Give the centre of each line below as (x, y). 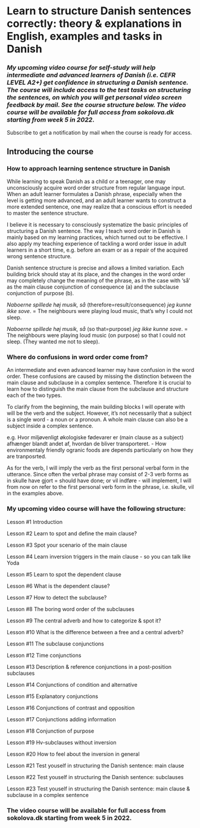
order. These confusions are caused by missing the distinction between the (99, 376)
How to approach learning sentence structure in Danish (88, 168)
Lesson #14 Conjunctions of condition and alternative (72, 684)
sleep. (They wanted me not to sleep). (53, 342)
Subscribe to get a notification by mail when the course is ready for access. (99, 133)
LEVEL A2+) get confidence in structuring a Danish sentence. (98, 83)
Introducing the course (50, 151)
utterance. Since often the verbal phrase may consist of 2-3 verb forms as (98, 475)
